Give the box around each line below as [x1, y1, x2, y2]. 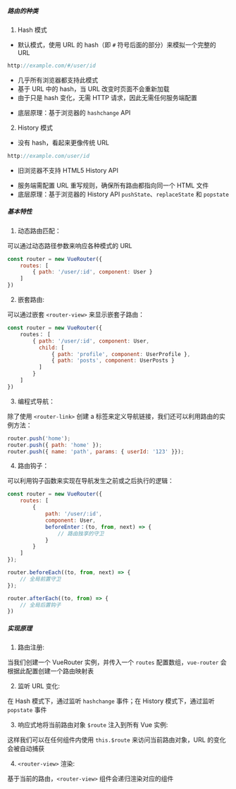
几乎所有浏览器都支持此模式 [17, 75, 99, 84]
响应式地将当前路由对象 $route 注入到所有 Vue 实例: [17, 721, 168, 729]
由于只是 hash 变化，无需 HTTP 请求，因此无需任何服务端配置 [17, 93, 197, 102]
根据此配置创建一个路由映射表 [7, 667, 94, 675]
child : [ [38, 344, 65, 351]
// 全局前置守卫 [20, 575, 61, 582]
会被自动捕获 [7, 745, 44, 753]
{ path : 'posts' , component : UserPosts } [51, 357, 175, 365]
